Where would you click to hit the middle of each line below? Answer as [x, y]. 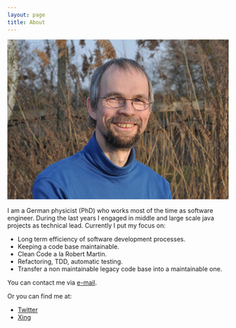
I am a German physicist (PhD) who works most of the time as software [110, 211]
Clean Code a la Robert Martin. [62, 254]
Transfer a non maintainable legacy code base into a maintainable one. [120, 269]
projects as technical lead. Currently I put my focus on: [87, 225]
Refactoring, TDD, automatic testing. [70, 262]
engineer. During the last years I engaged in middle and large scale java [111, 218]
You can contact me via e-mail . [52, 283]
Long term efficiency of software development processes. [101, 240]
